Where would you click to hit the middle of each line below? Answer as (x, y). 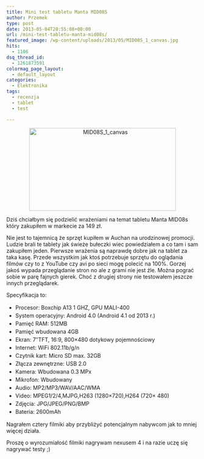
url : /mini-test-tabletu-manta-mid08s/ (57, 35)
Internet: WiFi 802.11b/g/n (47, 347)
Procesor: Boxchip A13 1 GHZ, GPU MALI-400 (72, 307)
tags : (13, 92)
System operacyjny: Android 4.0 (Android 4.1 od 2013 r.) (85, 316)
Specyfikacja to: (26, 295)
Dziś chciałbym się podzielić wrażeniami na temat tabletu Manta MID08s (97, 219)
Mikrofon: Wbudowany (44, 380)
